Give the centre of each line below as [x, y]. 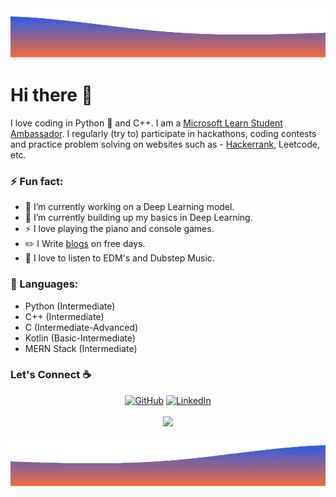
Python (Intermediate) [70, 306]
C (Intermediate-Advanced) [81, 327]
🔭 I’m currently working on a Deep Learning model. [129, 207]
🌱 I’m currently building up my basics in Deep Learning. [138, 218]
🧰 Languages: [44, 284]
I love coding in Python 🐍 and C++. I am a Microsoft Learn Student [146, 123]
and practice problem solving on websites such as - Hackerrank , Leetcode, [165, 144]
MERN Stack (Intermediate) [81, 348]
